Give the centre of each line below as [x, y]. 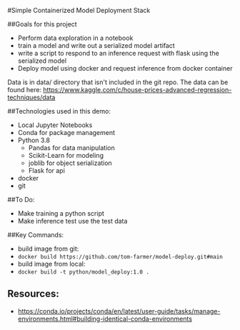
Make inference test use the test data [72, 221]
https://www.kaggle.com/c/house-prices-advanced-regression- [137, 90]
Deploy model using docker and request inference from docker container [125, 68]
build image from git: [48, 249]
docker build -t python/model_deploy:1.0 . [84, 272]
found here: [24, 90]
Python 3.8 [34, 140]
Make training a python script [61, 213]
